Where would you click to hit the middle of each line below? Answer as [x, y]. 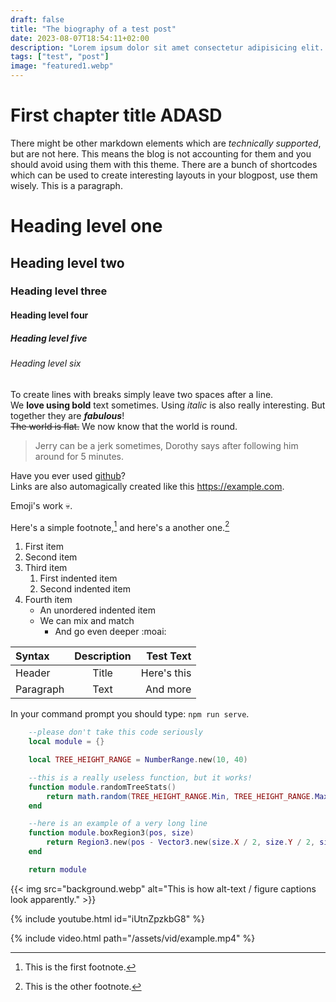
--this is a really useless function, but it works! [140, 777]
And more [168, 689]
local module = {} [66, 742]
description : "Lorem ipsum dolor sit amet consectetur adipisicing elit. [167, 47]
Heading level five [49, 338]
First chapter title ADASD [116, 115]
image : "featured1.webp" [62, 66]
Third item [46, 568]
